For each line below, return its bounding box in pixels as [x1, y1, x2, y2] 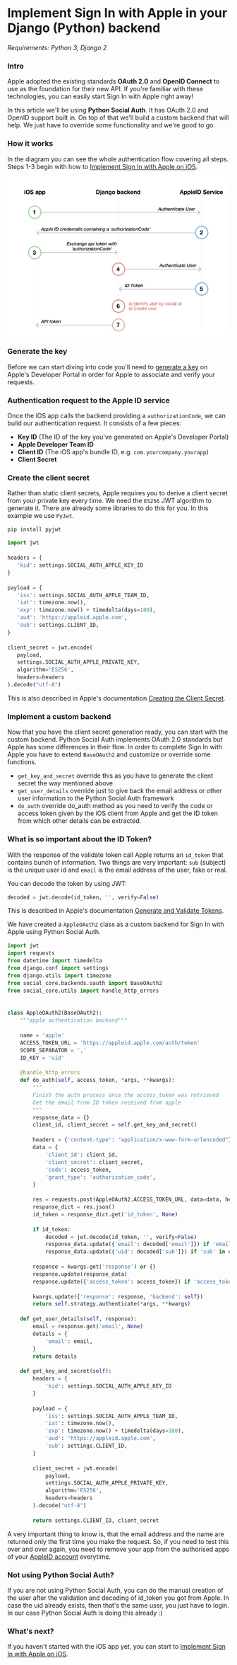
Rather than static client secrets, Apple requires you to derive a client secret [7, 489, 228, 497]
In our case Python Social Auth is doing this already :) [7, 1608, 163, 1617]
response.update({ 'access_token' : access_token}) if [32, 1278, 191, 1285]
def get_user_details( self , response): [20, 1315, 138, 1323]
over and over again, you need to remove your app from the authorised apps [7, 1545, 229, 1553]
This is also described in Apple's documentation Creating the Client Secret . [7, 693, 226, 702]
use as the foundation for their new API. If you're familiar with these [7, 85, 203, 93]
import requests [7, 950, 55, 957]
